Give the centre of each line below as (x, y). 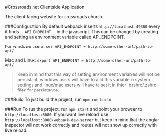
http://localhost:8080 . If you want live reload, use (57, 114)
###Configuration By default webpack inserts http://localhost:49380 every (82, 26)
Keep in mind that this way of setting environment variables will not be (88, 74)
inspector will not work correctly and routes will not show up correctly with (81, 125)
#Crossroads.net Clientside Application (45, 7)
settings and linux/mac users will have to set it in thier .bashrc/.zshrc (87, 85)
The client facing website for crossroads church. (54, 17)
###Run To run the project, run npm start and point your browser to (74, 109)
